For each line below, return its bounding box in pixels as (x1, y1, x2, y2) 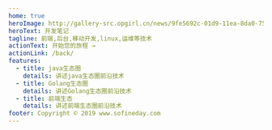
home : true (8, 11, 45, 20)
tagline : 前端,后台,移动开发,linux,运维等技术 (8, 34, 152, 43)
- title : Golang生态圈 (15, 79, 89, 87)
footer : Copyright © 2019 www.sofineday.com (8, 110, 161, 118)
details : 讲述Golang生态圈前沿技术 (23, 86, 132, 95)
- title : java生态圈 (15, 65, 82, 73)
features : (8, 57, 42, 65)
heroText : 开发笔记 (8, 27, 70, 35)
